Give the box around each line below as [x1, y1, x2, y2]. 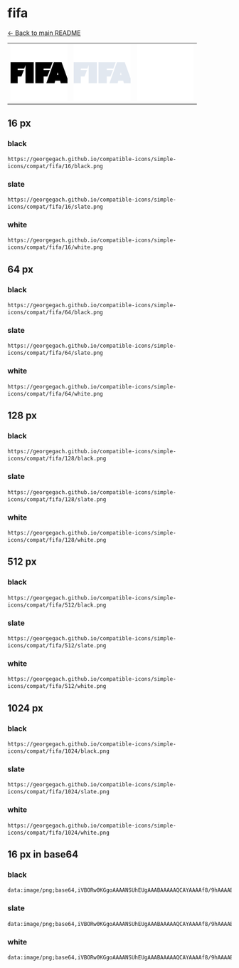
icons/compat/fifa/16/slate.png [7, 203, 103, 211]
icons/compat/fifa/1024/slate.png [7, 788, 110, 795]
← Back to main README [7, 29, 81, 37]
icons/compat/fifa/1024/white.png [7, 829, 110, 836]
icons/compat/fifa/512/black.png [7, 601, 107, 609]
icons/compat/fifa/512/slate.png [7, 642, 107, 649]
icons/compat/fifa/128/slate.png [7, 495, 107, 503]
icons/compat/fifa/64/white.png [7, 390, 103, 397]
